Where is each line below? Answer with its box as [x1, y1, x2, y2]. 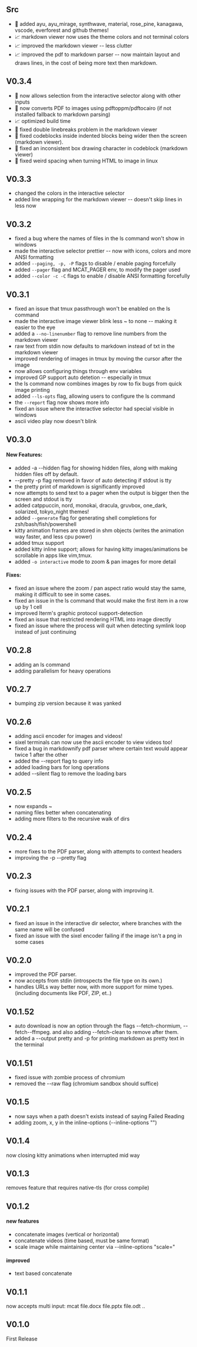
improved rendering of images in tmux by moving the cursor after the [14, 355, 182, 362]
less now [14, 202, 36, 209]
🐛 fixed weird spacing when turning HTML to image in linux [14, 157, 158, 164]
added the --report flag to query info [14, 757, 104, 764]
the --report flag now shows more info [14, 399, 109, 406]
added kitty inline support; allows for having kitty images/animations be [14, 546, 188, 553]
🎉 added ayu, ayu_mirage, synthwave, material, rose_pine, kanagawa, [14, 20, 183, 27]
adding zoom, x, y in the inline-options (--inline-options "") [14, 1119, 158, 1126]
